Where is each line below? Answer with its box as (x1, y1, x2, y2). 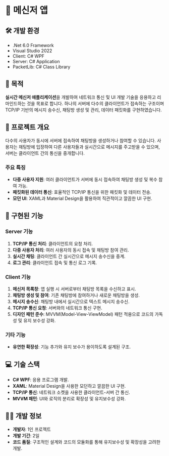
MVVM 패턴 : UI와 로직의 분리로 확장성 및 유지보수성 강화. (12, 396, 126, 402)
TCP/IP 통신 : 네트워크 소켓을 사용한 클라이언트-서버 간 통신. (12, 389, 130, 395)
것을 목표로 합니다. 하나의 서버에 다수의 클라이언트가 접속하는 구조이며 (27, 100, 164, 106)
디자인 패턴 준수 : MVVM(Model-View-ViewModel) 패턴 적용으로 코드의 (12, 311, 154, 317)
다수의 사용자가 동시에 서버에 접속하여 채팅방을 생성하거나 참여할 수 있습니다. (5, 137, 156, 143)
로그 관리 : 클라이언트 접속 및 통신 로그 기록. (12, 259, 97, 266)
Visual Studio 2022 (12, 48, 52, 54)
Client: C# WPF (12, 53, 44, 59)
